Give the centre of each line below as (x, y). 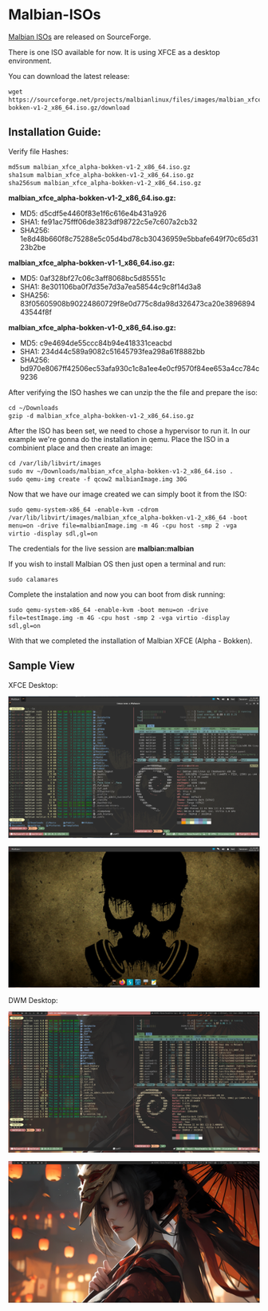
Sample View (41, 666)
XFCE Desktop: (33, 685)
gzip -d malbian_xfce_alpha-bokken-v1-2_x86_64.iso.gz (101, 416)
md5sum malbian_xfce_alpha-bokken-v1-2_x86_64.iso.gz (100, 167)
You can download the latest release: (69, 76)
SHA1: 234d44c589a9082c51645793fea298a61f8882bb (112, 351)
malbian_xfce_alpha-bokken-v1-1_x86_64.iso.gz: (92, 263)
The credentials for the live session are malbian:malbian (101, 548)
